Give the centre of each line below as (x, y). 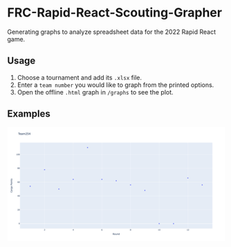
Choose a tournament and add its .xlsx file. (79, 77)
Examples (29, 114)
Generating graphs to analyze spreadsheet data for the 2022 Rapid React (112, 32)
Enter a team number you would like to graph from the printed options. (115, 85)
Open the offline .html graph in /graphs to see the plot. (95, 92)
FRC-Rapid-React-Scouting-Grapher (115, 13)
